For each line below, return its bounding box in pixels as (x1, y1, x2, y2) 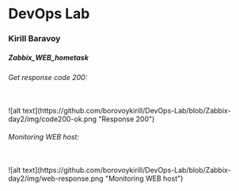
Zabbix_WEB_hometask (8, 52, 89, 62)
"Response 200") (98, 114, 155, 124)
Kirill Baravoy (8, 33, 61, 44)
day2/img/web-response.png (8, 174, 104, 183)
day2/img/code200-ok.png (8, 114, 97, 124)
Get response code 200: (8, 73, 88, 82)
